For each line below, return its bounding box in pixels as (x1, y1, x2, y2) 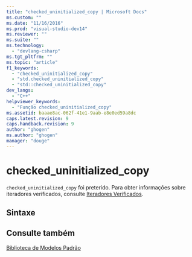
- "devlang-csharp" (11, 48, 61, 54)
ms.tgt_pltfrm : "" (6, 54, 53, 60)
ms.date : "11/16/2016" (6, 20, 63, 26)
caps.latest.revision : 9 (6, 115, 69, 121)
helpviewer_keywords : (6, 98, 61, 104)
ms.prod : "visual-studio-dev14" (6, 25, 88, 32)
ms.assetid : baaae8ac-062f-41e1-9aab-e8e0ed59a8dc (6, 110, 136, 116)
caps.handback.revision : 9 (6, 121, 74, 127)
